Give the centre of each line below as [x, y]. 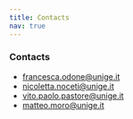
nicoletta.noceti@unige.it [68, 86]
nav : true [28, 26]
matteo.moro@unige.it [63, 105]
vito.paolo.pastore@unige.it [73, 96]
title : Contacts [39, 17]
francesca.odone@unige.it [71, 76]
